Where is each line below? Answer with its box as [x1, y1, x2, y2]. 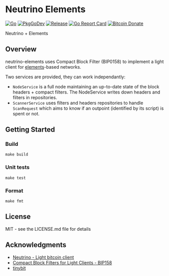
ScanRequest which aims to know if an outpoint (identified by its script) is [12, 105, 164, 111]
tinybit [12, 265, 26, 271]
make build [5, 152, 28, 157]
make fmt [5, 199, 24, 204]
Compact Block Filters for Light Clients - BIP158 [12, 259, 112, 265]
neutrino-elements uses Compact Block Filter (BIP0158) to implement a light [5, 58, 164, 65]
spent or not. [12, 110, 40, 116]
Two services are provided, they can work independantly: [5, 74, 126, 80]
